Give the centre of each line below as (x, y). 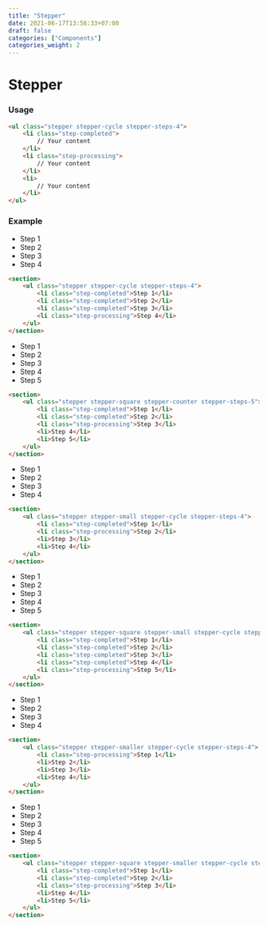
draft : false (30, 30)
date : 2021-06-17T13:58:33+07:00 (64, 23)
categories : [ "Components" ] (55, 38)
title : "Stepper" (37, 16)
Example (26, 221)
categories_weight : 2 (44, 46)
